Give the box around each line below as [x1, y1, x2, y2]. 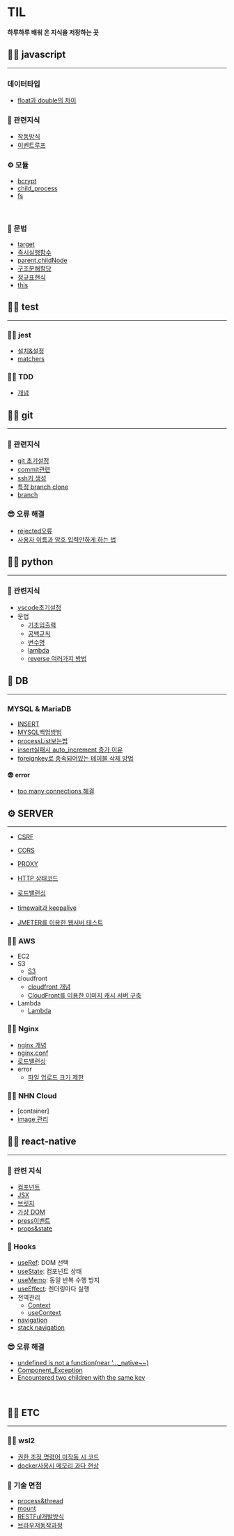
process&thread [17, 1496, 64, 1505]
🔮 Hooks [7, 1242, 36, 1252]
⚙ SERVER [7, 807, 54, 819]
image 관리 [17, 1115, 49, 1123]
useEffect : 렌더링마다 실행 [17, 1284, 90, 1293]
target [17, 240, 35, 248]
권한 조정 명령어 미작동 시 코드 [17, 1452, 100, 1461]
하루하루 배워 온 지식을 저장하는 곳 [7, 28, 99, 36]
